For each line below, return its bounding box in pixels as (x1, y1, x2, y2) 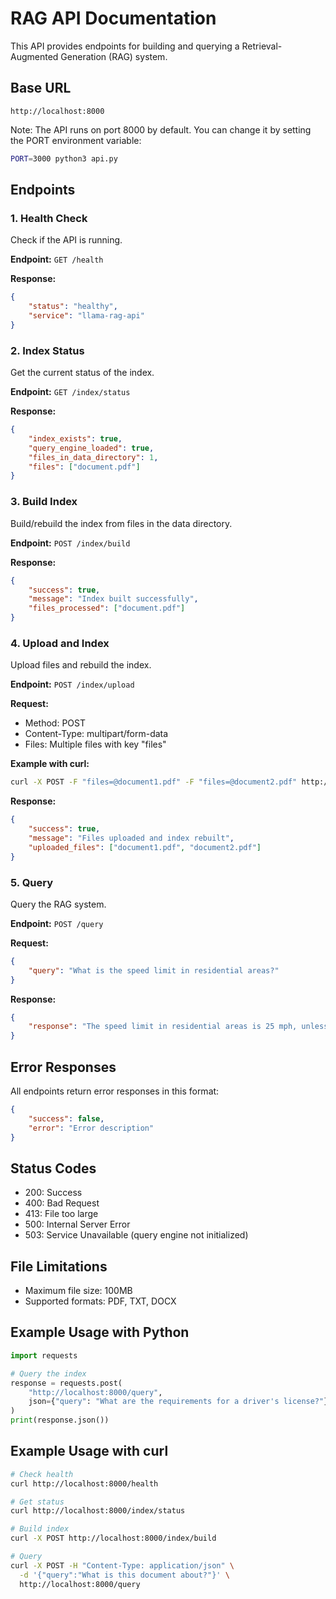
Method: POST (24, 717, 86, 729)
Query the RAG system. (10, 898, 107, 910)
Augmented (10, 50, 59, 62)
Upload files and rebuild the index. (10, 659, 152, 671)
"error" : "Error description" (28, 1123, 155, 1133)
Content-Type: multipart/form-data (24, 728, 169, 740)
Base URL (10, 80, 72, 97)
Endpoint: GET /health (10, 253, 104, 266)
